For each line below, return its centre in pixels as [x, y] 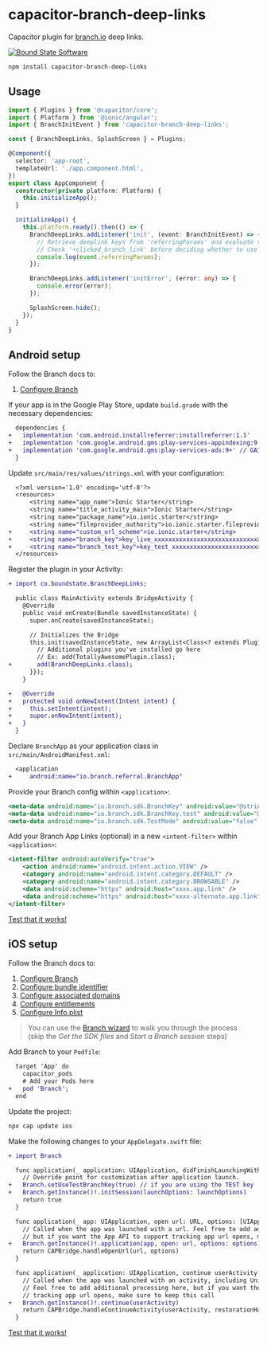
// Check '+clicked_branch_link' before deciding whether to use [147, 249]
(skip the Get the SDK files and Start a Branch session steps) [128, 1037]
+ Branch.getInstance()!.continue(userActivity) [94, 1303]
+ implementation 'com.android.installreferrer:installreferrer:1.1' [129, 436]
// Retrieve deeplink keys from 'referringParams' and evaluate [145, 242]
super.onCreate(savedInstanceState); [92, 620]
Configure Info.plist [51, 1013]
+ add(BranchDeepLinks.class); [71, 665]
